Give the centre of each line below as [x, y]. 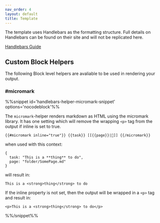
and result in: [18, 198]
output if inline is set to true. [33, 127]
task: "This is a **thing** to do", [46, 158]
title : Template [21, 18]
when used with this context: [34, 144]
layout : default [21, 14]
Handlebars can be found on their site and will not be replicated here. [74, 37]
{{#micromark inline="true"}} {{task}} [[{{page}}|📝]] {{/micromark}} [78, 135]
